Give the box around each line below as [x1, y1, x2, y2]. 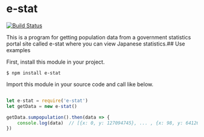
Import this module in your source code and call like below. [6, 81, 154, 88]
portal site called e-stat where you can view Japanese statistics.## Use [6, 40, 185, 47]
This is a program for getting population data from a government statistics [6, 33, 191, 41]
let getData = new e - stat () [6, 103, 78, 109]
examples [6, 46, 31, 53]
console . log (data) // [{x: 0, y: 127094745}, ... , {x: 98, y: [17, 120, 183, 126]
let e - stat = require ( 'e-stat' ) [6, 98, 88, 104]
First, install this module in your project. [6, 58, 105, 65]
